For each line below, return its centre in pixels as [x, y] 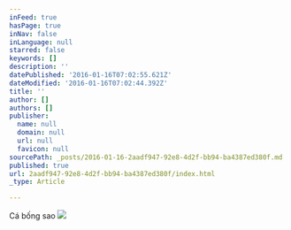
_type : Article [37, 182]
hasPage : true [35, 26]
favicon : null [43, 149]
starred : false [37, 50]
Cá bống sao [32, 216]
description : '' [39, 67]
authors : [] [31, 108]
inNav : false [33, 34]
